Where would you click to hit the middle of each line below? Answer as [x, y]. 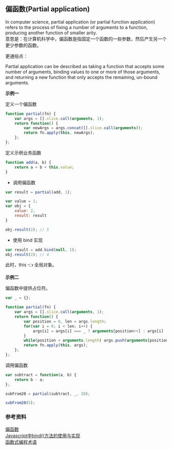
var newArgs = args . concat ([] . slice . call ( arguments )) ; [83, 128]
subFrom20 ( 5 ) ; [20, 403]
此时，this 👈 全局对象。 [31, 265]
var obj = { [18, 206]
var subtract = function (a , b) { [41, 375]
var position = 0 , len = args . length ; [65, 322]
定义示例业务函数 [23, 153]
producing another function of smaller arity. [51, 33]
